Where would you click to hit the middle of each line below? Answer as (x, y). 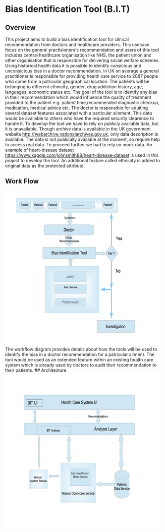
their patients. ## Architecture (36, 370)
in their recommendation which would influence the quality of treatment (78, 97)
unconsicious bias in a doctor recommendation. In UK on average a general (82, 71)
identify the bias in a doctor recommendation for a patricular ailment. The (80, 354)
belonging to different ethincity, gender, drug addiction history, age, (74, 87)
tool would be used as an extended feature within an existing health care (79, 359)
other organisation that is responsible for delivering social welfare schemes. (82, 60)
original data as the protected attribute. (45, 166)
